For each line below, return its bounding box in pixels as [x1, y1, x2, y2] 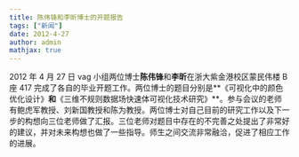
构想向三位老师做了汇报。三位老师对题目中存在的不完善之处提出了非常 [24, 116, 282, 127]
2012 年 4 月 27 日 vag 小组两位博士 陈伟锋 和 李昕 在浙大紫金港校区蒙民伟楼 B [9, 72, 288, 82]
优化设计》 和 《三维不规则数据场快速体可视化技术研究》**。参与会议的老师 [9, 94, 283, 105]
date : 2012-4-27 [9, 29, 69, 38]
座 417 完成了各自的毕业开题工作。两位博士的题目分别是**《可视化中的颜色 [9, 82, 284, 93]
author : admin [9, 37, 62, 47]
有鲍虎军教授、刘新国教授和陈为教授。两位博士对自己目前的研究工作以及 [9, 105, 274, 115]
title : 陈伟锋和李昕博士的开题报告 [9, 12, 124, 22]
